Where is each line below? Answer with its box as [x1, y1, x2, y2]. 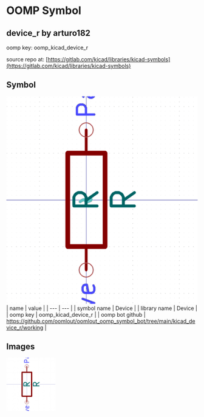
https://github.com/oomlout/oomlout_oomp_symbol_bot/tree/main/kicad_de [6, 317, 195, 325]
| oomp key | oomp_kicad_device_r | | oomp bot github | [6, 311, 146, 318]
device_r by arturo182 [6, 28, 91, 38]
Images [6, 342, 35, 352]
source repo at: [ [6, 56, 48, 63]
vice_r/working [6, 323, 44, 331]
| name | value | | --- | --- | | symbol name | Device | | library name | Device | [6, 305, 197, 312]
